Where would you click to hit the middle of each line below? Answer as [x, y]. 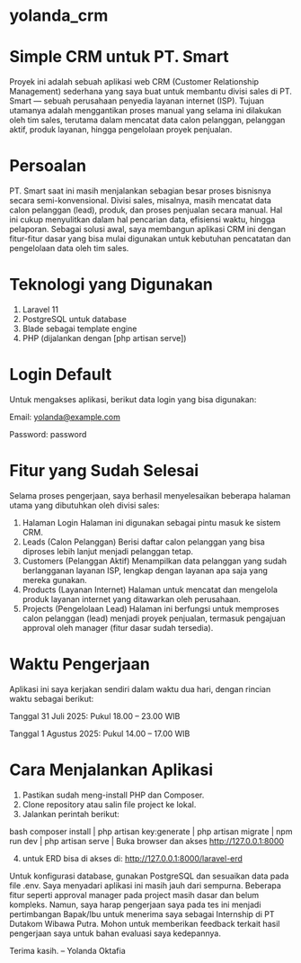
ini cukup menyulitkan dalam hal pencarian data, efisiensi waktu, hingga [142, 220]
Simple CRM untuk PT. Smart [119, 57]
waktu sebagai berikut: [52, 698]
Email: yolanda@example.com [65, 417]
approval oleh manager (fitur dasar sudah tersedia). [118, 627]
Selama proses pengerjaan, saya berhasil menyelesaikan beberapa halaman [150, 495]
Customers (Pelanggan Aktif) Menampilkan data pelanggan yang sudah [155, 561]
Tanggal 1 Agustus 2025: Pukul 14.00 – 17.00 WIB [100, 733]
